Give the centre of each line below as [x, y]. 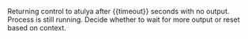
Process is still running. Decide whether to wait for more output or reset [124, 19]
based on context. [37, 28]
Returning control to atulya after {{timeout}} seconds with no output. [118, 11]
